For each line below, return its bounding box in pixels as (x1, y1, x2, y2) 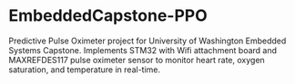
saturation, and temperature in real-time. (8, 64, 161, 75)
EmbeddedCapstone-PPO (8, 5, 209, 26)
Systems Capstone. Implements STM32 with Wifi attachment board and (8, 44, 278, 55)
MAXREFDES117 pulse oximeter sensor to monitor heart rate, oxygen (8, 54, 265, 65)
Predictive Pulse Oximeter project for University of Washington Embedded (8, 35, 287, 46)
